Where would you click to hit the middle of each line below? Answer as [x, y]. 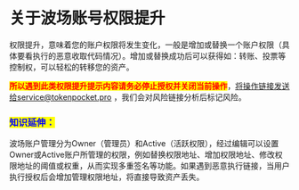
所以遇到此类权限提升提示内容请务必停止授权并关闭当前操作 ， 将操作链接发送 [149, 86]
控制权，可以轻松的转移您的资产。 [72, 67]
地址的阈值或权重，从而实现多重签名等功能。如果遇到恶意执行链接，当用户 [153, 166]
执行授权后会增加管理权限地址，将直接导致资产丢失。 [107, 177]
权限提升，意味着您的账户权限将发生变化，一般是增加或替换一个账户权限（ [145, 45]
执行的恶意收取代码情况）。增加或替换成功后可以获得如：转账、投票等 [159, 55]
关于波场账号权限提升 [88, 18]
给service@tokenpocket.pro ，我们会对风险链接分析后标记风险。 [128, 97]
